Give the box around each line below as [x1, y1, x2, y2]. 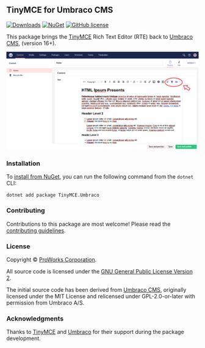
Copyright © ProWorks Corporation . [6, 256, 97, 263]
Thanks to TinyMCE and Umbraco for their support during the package [6, 328, 184, 336]
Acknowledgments [6, 314, 64, 323]
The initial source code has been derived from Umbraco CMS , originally [6, 286, 187, 293]
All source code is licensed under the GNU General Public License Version [6, 267, 193, 275]
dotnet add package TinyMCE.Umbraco [6, 192, 99, 198]
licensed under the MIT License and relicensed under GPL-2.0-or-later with [6, 292, 195, 300]
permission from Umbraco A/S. [6, 299, 85, 306]
